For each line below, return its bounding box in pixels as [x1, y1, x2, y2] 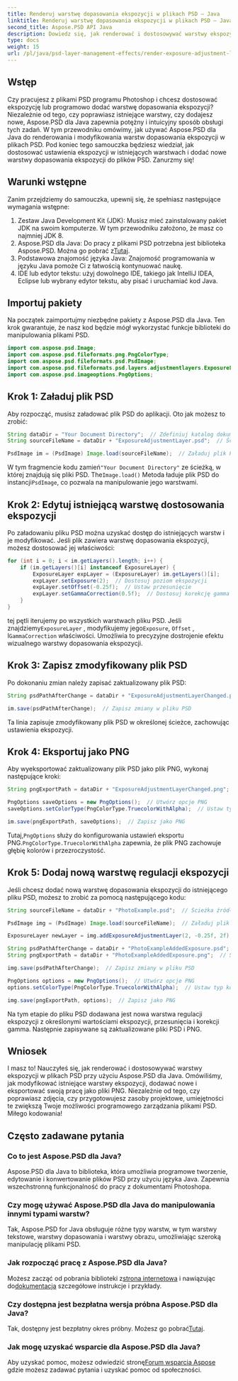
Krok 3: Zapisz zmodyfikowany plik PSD [7, 659, 188, 671]
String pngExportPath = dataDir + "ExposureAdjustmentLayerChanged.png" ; [7, 786, 230, 793]
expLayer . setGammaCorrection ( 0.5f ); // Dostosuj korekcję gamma [33, 590, 230, 598]
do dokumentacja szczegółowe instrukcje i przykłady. [7, 1282, 162, 1290]
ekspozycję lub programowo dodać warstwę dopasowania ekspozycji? [7, 102, 214, 111]
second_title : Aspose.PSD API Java [7, 23, 113, 31]
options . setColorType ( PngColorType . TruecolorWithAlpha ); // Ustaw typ [7, 984, 223, 991]
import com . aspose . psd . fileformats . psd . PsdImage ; [7, 358, 157, 365]
